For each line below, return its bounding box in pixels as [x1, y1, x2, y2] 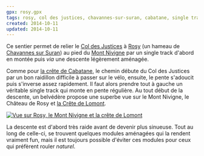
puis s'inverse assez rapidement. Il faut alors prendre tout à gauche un [6, 80, 183, 88]
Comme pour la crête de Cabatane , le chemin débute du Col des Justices [6, 68, 190, 75]
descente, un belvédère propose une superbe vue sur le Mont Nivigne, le [6, 93, 189, 101]
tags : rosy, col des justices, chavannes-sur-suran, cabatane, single [6, 15, 189, 21]
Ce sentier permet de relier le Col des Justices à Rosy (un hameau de [6, 43, 180, 50]
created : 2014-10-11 [6, 20, 59, 26]
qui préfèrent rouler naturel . [6, 143, 76, 150]
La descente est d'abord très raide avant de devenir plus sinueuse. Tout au [6, 123, 194, 131]
